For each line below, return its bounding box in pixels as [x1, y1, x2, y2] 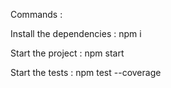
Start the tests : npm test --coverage [10, 67, 162, 78]
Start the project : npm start [10, 47, 125, 59]
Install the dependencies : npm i [10, 28, 142, 39]
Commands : [10, 9, 63, 20]
